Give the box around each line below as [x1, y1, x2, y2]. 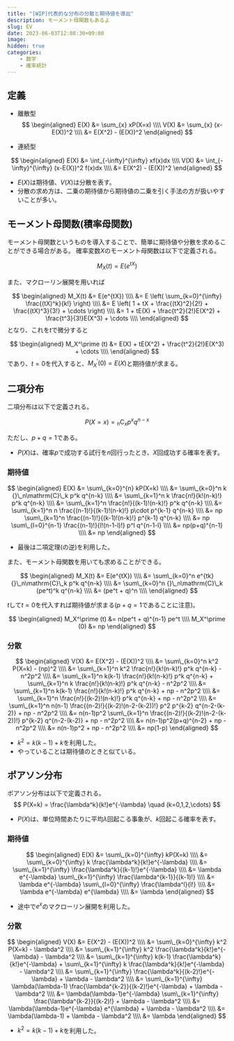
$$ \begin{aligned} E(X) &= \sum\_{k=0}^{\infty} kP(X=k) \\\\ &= [26, 850, 208, 858]
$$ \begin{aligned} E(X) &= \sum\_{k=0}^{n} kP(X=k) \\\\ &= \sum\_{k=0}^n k [7, 484, 227, 492]
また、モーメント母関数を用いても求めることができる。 [7, 557, 166, 565]
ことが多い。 [23, 196, 61, 204]
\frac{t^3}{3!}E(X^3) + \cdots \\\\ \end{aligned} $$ [45, 314, 189, 322]
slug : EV [7, 23, 33, 30]
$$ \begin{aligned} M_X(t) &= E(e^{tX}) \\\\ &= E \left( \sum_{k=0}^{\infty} [11, 291, 223, 300]
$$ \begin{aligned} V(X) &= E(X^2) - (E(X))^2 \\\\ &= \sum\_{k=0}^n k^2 [15, 657, 219, 666]
